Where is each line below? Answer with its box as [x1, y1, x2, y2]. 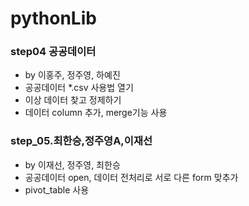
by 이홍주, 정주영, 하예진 [24, 69, 121, 81]
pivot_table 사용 [24, 183, 90, 196]
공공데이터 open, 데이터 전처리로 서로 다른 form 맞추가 [24, 171, 239, 183]
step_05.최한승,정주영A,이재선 [10, 134, 153, 148]
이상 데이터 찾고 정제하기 [24, 94, 122, 106]
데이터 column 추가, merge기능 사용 [24, 107, 168, 119]
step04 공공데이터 [10, 45, 97, 59]
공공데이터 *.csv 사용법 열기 [24, 82, 134, 94]
